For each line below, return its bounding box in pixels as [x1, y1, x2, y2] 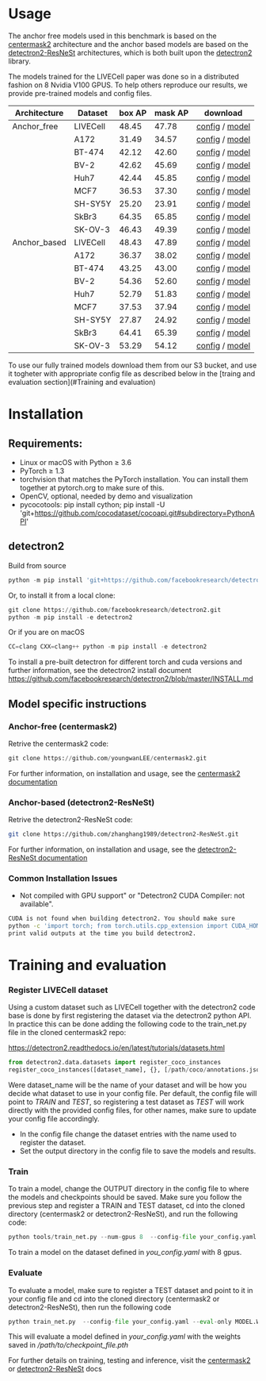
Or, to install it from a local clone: [8, 590, 116, 600]
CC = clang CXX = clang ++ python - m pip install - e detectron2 [8, 643, 207, 651]
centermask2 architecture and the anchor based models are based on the [8, 39, 249, 48]
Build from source [8, 560, 66, 570]
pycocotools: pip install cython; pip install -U [19, 499, 165, 509]
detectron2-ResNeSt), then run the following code [8, 1302, 172, 1312]
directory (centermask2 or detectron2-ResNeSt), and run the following [8, 1210, 238, 1219]
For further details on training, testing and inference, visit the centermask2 [8, 1356, 251, 1365]
